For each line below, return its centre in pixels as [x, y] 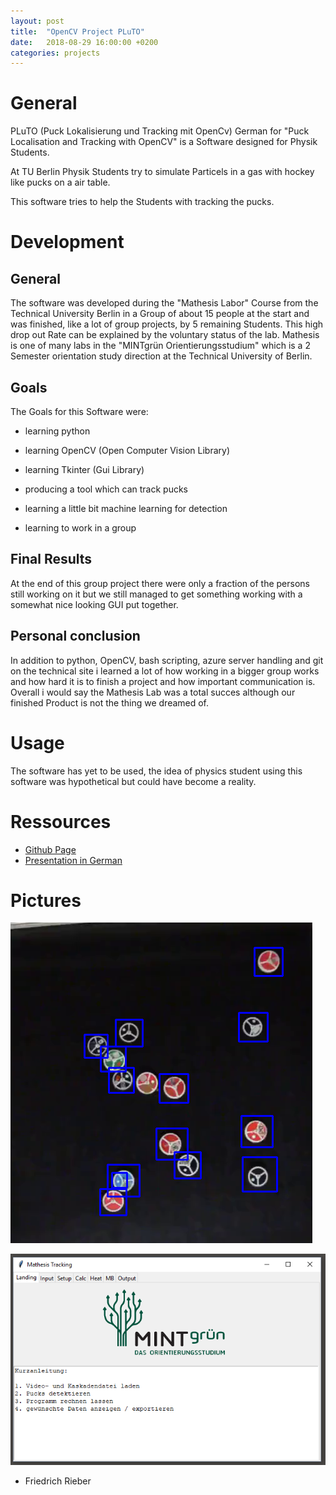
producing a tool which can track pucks [106, 489]
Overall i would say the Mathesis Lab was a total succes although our [153, 692]
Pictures [46, 900]
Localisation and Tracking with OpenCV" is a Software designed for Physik [164, 142]
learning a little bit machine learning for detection [126, 508]
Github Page [50, 849]
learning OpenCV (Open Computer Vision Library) [127, 450]
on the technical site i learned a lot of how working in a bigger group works [165, 671]
